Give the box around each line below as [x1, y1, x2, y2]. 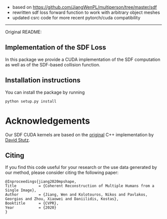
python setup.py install [5, 99, 57, 104]
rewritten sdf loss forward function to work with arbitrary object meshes [12, 9, 160, 15]
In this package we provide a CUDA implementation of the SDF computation [5, 56, 161, 62]
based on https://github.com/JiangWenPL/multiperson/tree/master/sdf [12, 4, 157, 10]
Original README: [5, 29, 42, 35]
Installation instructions [5, 76, 81, 85]
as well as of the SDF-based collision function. [5, 61, 100, 67]
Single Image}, [5, 188, 37, 193]
